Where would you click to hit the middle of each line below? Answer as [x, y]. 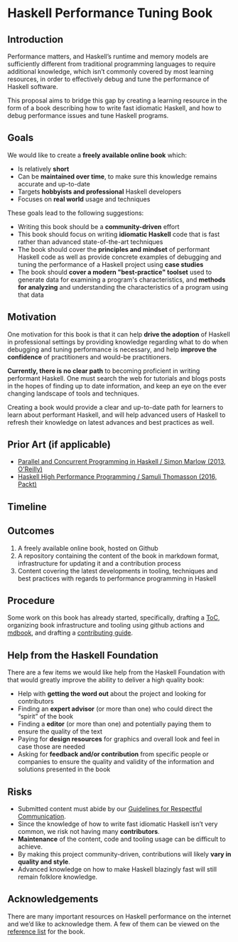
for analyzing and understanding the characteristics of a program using [123, 287]
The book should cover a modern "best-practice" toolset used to [114, 272]
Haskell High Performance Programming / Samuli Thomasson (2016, [117, 477]
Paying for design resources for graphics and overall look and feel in [119, 739]
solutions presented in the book [64, 769]
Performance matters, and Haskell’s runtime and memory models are [108, 56]
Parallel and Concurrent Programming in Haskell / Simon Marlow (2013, [121, 462]
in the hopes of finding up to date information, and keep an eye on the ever [117, 386]
